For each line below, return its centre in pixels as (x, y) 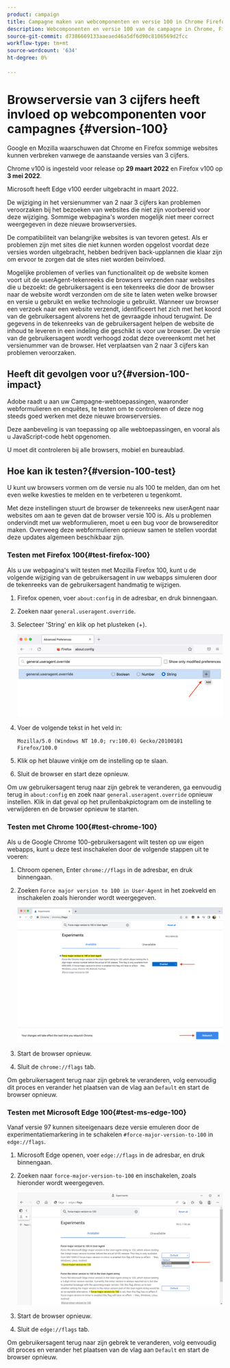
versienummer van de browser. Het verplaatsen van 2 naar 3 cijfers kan (108, 345)
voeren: (18, 856)
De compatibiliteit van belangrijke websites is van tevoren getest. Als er (108, 237)
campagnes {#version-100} (88, 128)
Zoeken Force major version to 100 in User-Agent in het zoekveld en (116, 890)
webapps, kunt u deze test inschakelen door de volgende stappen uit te (108, 849)
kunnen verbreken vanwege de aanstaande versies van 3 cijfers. (98, 155)
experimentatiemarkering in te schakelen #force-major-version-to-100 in (110, 1134)
